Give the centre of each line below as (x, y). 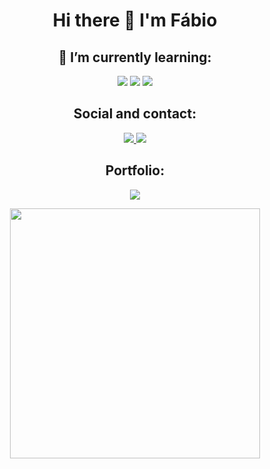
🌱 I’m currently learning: (135, 57)
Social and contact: (135, 114)
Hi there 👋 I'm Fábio (135, 20)
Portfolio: (135, 170)
